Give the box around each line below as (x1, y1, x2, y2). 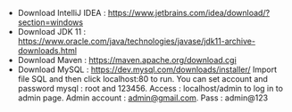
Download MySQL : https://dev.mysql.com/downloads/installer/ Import (17, 64, 278, 75)
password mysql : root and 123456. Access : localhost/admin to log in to (17, 84, 284, 93)
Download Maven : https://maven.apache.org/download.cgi (17, 55, 237, 65)
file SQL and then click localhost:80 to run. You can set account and (17, 74, 268, 84)
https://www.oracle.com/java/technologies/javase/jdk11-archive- (17, 36, 256, 46)
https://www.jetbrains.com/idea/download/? (107, 8, 271, 18)
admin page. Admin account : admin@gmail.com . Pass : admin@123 (17, 92, 269, 103)
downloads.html (17, 45, 78, 56)
